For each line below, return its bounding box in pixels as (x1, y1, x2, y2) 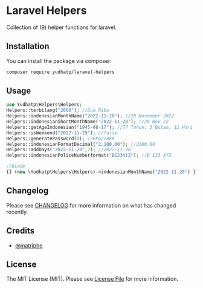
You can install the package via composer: (6, 57, 112, 64)
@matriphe (14, 241, 43, 249)
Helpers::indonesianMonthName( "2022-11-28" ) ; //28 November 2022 (6, 113, 174, 119)
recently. (6, 208, 28, 215)
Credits (6, 226, 35, 236)
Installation (6, 41, 50, 51)
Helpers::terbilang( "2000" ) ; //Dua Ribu (6, 107, 110, 114)
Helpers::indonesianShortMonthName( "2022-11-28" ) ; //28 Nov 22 (6, 119, 169, 125)
